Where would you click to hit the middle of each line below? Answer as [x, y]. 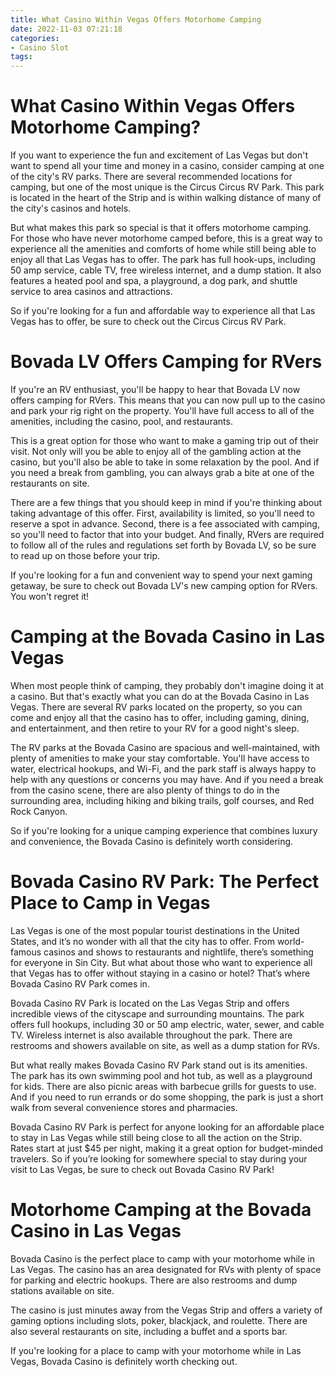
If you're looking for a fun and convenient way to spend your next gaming [161, 575]
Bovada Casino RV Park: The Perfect [165, 882]
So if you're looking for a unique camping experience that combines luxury [164, 830]
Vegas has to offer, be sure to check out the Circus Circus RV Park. [148, 322]
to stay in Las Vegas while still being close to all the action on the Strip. [156, 1137]
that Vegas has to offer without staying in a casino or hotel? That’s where [160, 973]
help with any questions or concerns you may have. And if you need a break [167, 779]
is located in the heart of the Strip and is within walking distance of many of [166, 198]
